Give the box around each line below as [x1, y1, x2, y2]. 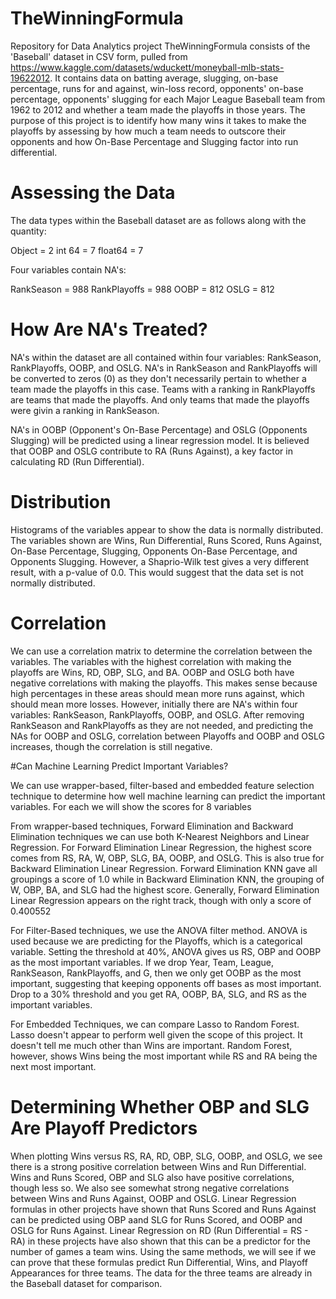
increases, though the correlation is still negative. [10, 740, 213, 752]
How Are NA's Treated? [10, 318, 208, 341]
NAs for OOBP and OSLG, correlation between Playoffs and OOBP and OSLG [10, 730, 325, 742]
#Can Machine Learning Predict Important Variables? [10, 760, 229, 772]
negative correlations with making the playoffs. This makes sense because [10, 677, 318, 689]
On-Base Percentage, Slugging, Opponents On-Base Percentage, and [10, 545, 298, 557]
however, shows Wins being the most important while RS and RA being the [10, 1050, 318, 1062]
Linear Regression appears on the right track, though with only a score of [10, 894, 312, 906]
